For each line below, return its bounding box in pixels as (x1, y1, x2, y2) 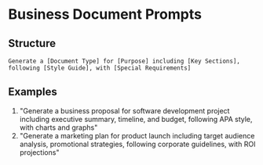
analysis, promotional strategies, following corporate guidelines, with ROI (19, 139, 256, 149)
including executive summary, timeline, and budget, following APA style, (19, 114, 253, 124)
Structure (8, 37, 57, 50)
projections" (19, 147, 60, 157)
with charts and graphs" (19, 123, 98, 132)
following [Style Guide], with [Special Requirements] (8, 64, 192, 72)
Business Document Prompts (8, 5, 203, 23)
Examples (8, 85, 57, 99)
